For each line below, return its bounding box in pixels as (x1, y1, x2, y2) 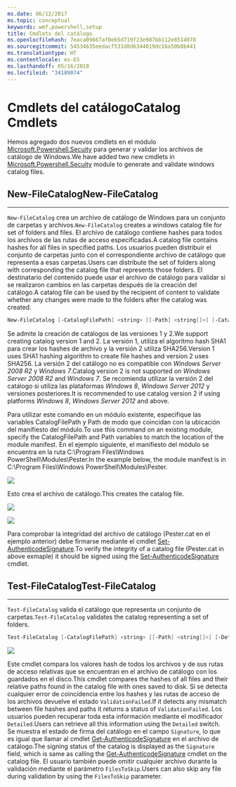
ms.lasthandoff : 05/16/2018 (7, 63, 90, 70)
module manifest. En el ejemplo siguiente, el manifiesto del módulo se (7, 441, 209, 449)
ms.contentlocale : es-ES (7, 56, 80, 63)
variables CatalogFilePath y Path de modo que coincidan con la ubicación (7, 418, 221, 427)
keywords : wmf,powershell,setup (7, 23, 102, 30)
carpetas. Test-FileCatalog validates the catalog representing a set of (7, 612, 209, 621)
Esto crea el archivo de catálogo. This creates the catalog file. (7, 490, 185, 498)
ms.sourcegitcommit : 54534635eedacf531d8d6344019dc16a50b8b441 (7, 43, 197, 50)
